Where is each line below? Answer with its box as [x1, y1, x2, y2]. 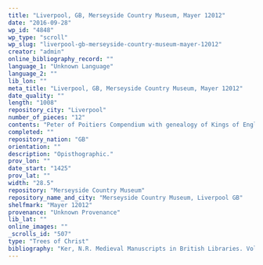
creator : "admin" [8, 48, 65, 56]
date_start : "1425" [8, 165, 72, 172]
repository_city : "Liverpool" [8, 107, 107, 114]
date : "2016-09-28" [8, 19, 72, 27]
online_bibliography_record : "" [8, 56, 113, 64]
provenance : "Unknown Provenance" [8, 209, 121, 216]
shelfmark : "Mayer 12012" [8, 201, 92, 209]
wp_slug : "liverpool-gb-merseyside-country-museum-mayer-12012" [8, 41, 222, 49]
